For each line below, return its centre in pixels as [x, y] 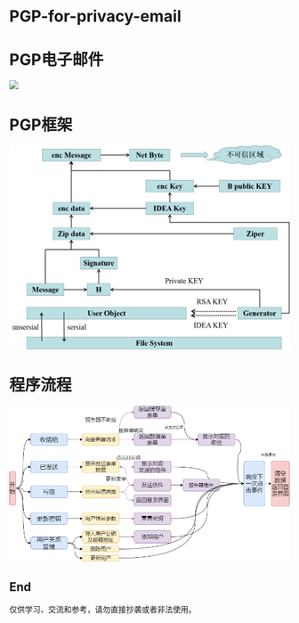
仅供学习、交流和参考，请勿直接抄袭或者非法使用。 [103, 610]
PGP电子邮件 [57, 60]
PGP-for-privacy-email [96, 16]
